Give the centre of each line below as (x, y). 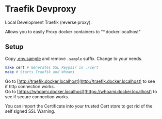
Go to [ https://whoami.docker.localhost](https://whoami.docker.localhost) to (81, 91)
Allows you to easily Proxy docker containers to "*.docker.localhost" (73, 31)
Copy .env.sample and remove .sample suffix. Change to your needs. (74, 59)
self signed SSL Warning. (30, 111)
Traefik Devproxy (41, 9)
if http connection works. (30, 86)
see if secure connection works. (37, 97)
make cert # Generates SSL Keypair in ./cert (52, 67)
